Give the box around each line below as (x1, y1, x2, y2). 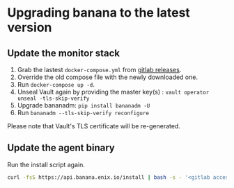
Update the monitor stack (7, 47, 120, 59)
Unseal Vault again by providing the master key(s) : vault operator (17, 88, 210, 96)
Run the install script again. (7, 160, 86, 169)
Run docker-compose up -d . (17, 80, 95, 88)
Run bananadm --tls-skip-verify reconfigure (17, 109, 150, 117)
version (7, 19, 52, 35)
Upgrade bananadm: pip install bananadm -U (17, 101, 150, 109)
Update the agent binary (7, 142, 115, 154)
